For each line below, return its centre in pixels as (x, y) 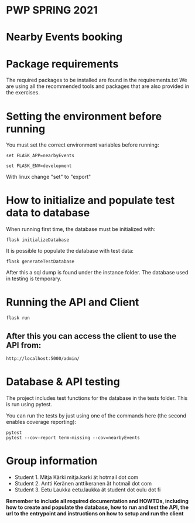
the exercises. (23, 93)
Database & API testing (63, 382)
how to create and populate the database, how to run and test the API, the (97, 507)
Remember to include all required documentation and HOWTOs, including (97, 501)
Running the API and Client (73, 302)
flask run (18, 318)
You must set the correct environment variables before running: (83, 145)
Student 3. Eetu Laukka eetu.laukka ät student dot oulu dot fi (88, 490)
